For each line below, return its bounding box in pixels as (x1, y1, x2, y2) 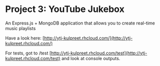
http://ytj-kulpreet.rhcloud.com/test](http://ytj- (51, 50, 147, 56)
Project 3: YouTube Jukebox (5, 3, 124, 15)
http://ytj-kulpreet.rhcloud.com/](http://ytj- (44, 35, 133, 41)
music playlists (5, 25, 36, 31)
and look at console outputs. (61, 55, 120, 61)
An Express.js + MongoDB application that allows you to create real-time (5, 20, 155, 26)
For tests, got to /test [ (5, 50, 52, 56)
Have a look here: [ (5, 35, 45, 41)
